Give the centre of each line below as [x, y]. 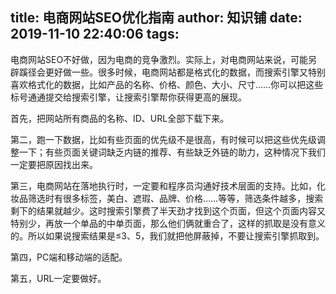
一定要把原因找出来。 [54, 164]
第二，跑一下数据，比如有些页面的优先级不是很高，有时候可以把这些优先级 [163, 139]
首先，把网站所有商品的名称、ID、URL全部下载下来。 [120, 118]
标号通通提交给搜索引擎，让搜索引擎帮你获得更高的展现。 [128, 97]
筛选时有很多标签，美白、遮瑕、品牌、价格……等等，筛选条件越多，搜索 [175, 198]
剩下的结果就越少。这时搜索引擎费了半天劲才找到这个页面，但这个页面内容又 [168, 210]
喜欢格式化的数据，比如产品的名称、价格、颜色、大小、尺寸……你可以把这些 [167, 84]
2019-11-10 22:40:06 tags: [95, 34]
